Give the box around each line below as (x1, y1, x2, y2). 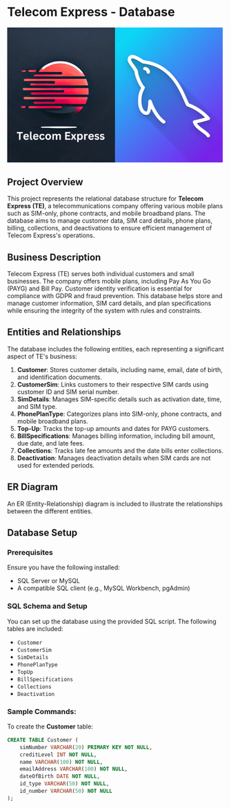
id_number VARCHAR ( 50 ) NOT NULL (19, 788, 112, 795)
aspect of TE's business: (7, 352, 77, 360)
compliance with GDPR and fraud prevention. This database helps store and (7, 292, 223, 300)
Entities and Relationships (7, 327, 122, 338)
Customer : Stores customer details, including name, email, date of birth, (17, 365, 223, 374)
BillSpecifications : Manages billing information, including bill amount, (17, 432, 215, 440)
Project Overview (7, 176, 83, 187)
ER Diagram (7, 481, 59, 493)
